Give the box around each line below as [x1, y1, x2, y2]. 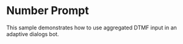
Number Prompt [6, 4, 90, 18]
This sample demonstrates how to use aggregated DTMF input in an [6, 24, 177, 31]
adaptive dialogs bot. [6, 30, 59, 37]
